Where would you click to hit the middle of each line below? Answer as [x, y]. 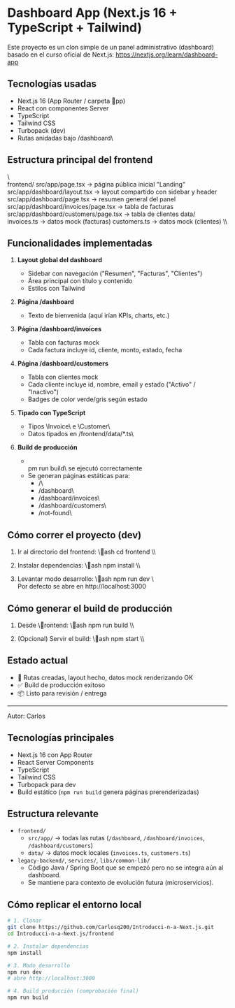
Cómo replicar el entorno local [74, 904]
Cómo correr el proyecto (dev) [74, 535]
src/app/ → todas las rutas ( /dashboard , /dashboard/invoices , [116, 838]
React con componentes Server [63, 108]
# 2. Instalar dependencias [48, 946]
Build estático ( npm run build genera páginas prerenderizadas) [108, 792]
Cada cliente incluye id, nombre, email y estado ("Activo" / [112, 384]
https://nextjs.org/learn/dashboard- [166, 55]
